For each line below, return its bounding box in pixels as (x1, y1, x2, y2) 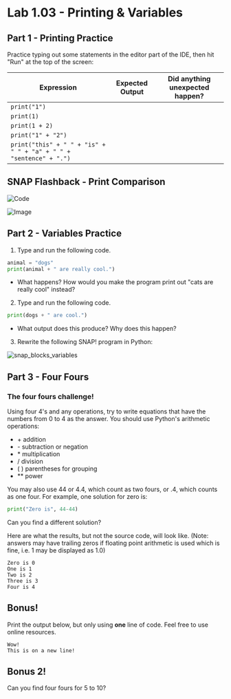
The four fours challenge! (7, 391, 94, 401)
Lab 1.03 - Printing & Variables (7, 5, 184, 21)
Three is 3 (7, 577, 38, 584)
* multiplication (16, 449, 60, 458)
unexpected (169, 83, 210, 92)
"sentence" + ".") (10, 155, 71, 162)
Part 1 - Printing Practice (7, 32, 113, 44)
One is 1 (7, 566, 32, 572)
